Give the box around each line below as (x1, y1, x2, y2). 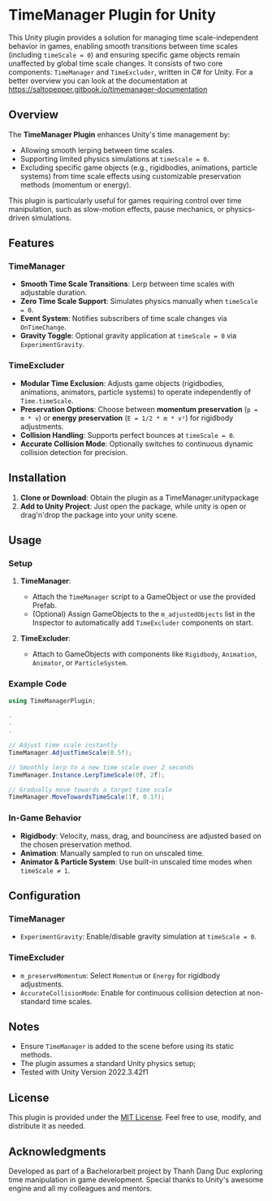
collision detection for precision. (19, 447, 128, 457)
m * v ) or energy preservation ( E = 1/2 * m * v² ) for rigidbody (19, 413, 234, 423)
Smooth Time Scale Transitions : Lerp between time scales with (19, 279, 235, 289)
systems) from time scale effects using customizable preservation (19, 171, 242, 180)
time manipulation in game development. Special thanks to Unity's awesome (8, 1175, 264, 1184)
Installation (8, 471, 67, 485)
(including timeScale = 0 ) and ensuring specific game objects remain (8, 50, 240, 59)
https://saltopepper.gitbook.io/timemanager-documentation (8, 84, 208, 94)
